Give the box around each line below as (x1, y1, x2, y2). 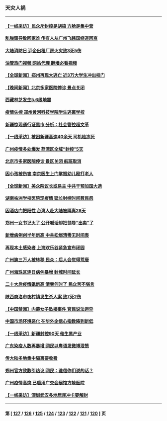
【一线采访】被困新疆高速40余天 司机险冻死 (5, 134, 95, 140)
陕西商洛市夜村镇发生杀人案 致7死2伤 (5, 293, 82, 299)
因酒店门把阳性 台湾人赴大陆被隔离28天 (5, 207, 86, 213)
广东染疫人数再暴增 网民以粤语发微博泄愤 (5, 343, 89, 349)
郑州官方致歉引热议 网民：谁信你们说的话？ (5, 367, 93, 373)
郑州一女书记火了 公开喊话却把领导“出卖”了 (5, 220, 94, 226)
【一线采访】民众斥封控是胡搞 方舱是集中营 (5, 23, 93, 29)
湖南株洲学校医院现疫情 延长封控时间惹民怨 (5, 195, 93, 201)
